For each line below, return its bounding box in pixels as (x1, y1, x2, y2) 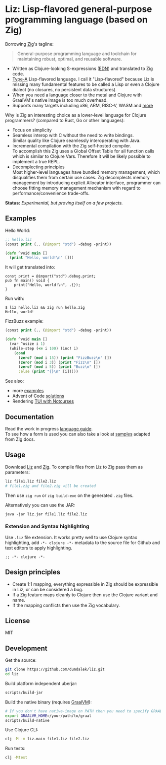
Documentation (5, 413, 54, 421)
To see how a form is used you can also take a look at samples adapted (5, 431, 151, 437)
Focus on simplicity (12, 127, 52, 133)
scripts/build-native (5, 718, 50, 723)
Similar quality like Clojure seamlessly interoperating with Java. (12, 138, 141, 143)
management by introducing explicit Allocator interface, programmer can (12, 180, 161, 186)
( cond (14, 350, 26, 355)
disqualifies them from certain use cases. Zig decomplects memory (12, 174, 150, 180)
